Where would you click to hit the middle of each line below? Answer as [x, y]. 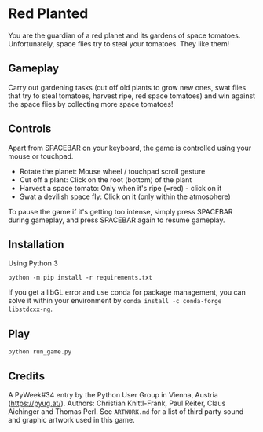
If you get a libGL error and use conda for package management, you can [127, 292]
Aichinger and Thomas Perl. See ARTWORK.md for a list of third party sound [126, 412]
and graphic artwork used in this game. [71, 420]
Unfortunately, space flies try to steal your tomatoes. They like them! [119, 43]
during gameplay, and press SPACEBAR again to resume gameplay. [117, 220]
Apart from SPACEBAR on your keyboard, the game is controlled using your [130, 148]
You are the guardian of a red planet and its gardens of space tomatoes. [124, 35]
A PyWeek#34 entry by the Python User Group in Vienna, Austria [113, 395]
